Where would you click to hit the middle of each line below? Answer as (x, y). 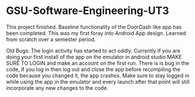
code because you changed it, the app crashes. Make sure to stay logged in (97, 75)
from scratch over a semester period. (51, 39)
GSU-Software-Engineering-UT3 (88, 11)
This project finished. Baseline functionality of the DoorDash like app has (94, 27)
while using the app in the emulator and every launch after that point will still (98, 82)
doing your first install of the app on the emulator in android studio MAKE (94, 57)
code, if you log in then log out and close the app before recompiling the (93, 69)
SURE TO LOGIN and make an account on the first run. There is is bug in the (97, 63)
